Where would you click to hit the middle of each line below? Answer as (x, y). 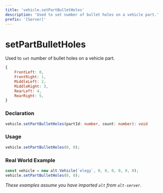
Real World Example (30, 160)
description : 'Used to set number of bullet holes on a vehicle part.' (82, 15)
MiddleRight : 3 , (32, 86)
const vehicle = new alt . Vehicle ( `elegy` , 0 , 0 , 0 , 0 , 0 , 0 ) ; (72, 171)
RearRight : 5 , (29, 96)
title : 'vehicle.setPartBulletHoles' (45, 10)
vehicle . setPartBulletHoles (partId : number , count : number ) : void (76, 124)
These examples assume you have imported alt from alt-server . (73, 185)
